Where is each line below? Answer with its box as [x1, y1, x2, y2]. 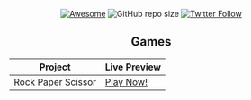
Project [39, 61, 71, 73]
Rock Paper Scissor [13, 76, 97, 88]
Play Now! [104, 76, 148, 88]
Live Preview [104, 61, 162, 73]
